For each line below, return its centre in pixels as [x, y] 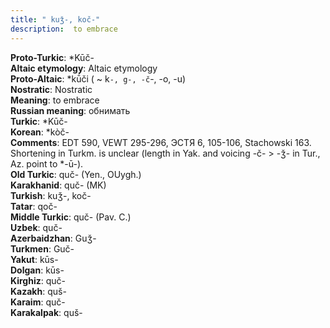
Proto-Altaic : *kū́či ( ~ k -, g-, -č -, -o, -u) [98, 78]
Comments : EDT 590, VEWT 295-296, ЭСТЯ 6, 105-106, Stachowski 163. [161, 142]
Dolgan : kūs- [37, 270]
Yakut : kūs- [34, 259]
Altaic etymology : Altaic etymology [84, 68]
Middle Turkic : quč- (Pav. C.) [71, 217]
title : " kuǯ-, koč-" [55, 19]
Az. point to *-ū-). [47, 163]
